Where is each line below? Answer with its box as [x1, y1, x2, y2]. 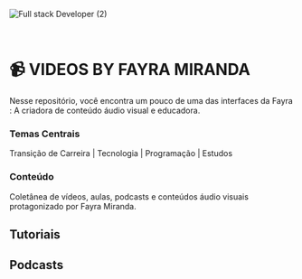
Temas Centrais [9, 127, 80, 140]
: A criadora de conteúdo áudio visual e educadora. [9, 105, 201, 116]
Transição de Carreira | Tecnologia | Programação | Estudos [9, 148, 233, 159]
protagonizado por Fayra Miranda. [9, 200, 137, 211]
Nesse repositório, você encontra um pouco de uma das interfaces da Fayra [9, 95, 294, 106]
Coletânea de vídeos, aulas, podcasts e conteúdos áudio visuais [9, 191, 249, 202]
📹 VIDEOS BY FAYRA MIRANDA [9, 60, 250, 80]
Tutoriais [9, 227, 61, 242]
